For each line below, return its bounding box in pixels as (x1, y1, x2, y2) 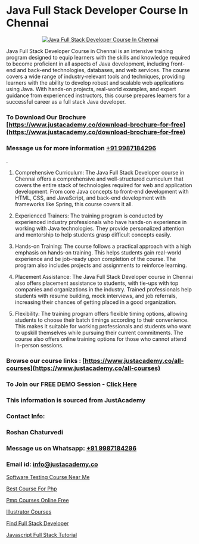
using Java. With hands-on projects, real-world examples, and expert (6, 85, 176, 92)
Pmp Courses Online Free (6, 496, 70, 503)
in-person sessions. (14, 342, 64, 349)
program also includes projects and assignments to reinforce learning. (14, 262, 187, 269)
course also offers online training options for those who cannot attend (14, 335, 186, 343)
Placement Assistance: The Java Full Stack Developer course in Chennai (14, 273, 194, 281)
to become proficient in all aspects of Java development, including (6, 60, 170, 67)
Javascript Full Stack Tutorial (6, 531, 77, 538)
